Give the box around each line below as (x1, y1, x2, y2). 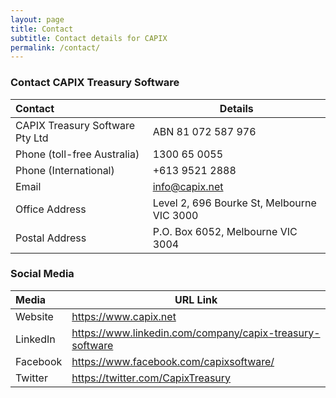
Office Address (15, 202, 87, 216)
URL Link (174, 292, 218, 306)
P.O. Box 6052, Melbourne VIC (152, 224, 298, 238)
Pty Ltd (15, 131, 49, 145)
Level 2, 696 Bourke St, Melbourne (152, 196, 317, 210)
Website (15, 309, 54, 323)
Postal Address (15, 231, 87, 245)
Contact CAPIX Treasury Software (10, 76, 180, 90)
